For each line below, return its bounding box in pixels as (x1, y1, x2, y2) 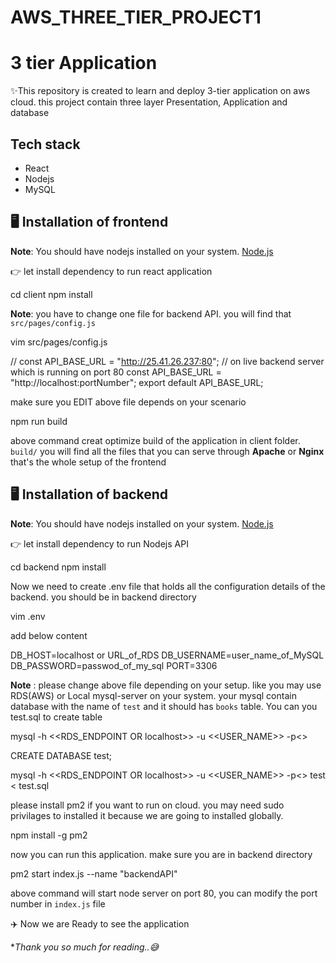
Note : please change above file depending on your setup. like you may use (10, 679, 322, 691)
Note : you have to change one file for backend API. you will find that (10, 307, 292, 320)
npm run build (10, 415, 68, 427)
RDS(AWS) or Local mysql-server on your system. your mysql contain (10, 689, 297, 701)
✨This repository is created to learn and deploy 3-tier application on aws (10, 85, 311, 97)
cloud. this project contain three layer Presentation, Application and (10, 96, 288, 108)
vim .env (10, 610, 46, 622)
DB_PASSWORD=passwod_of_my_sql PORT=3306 (10, 659, 218, 671)
